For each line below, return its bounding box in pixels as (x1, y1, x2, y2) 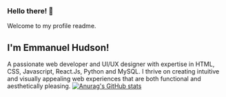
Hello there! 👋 (7, 6, 54, 16)
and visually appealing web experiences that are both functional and (7, 75, 201, 83)
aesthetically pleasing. (7, 82, 71, 90)
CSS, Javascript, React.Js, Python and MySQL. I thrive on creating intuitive (7, 67, 220, 76)
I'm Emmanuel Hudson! (7, 41, 110, 54)
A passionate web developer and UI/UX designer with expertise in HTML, (7, 60, 215, 68)
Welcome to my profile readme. (7, 22, 96, 30)
